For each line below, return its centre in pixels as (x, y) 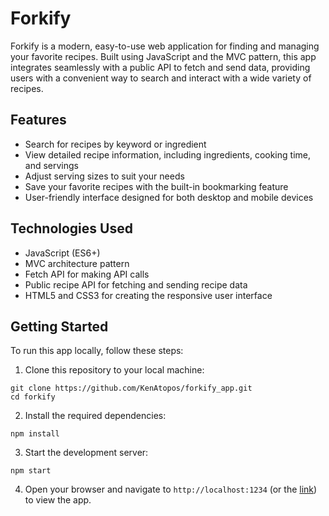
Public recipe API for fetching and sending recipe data (136, 284)
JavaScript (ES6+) (62, 253)
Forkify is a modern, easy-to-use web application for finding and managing (165, 46)
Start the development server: (86, 453)
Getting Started (59, 326)
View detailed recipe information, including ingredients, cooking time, (167, 154)
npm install (35, 434)
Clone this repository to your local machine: (114, 370)
